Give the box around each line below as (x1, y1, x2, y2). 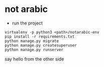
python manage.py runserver (5, 47, 64, 52)
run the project (12, 20, 43, 26)
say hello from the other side (5, 56, 64, 62)
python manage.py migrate (5, 38, 59, 43)
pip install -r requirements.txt (5, 34, 75, 39)
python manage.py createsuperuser (5, 42, 77, 48)
